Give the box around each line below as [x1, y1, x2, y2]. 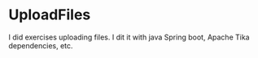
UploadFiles [8, 6, 91, 24]
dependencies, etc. [8, 40, 73, 50]
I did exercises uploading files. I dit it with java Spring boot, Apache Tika [8, 32, 250, 42]
